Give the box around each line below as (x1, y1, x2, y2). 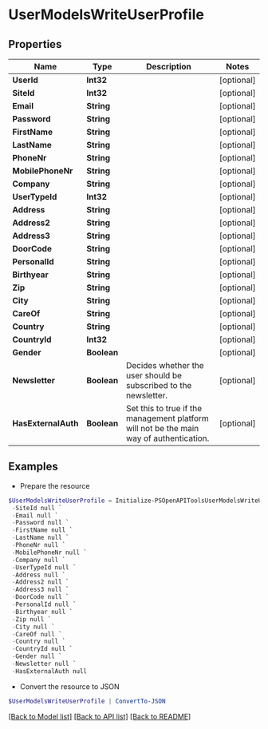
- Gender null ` (11, 652, 62, 660)
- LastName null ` (11, 533, 69, 542)
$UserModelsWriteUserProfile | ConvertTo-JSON (8, 697, 166, 705)
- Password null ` (11, 519, 69, 527)
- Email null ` (11, 511, 59, 520)
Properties (8, 38, 62, 51)
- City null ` (11, 623, 56, 631)
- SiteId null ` (11, 504, 62, 512)
